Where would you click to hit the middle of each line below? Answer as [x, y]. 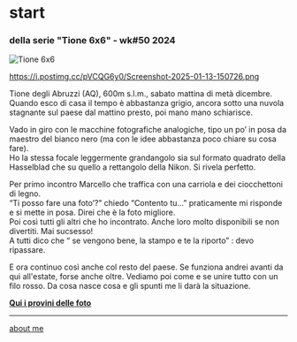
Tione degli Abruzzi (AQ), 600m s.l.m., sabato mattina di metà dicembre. [141, 94]
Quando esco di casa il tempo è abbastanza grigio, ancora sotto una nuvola [147, 103]
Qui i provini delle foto [50, 303]
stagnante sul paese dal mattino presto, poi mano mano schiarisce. [131, 112]
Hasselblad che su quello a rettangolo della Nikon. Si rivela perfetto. [133, 167]
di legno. [25, 194]
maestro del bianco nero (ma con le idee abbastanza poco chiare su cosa [143, 139]
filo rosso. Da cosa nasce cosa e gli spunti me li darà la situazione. [130, 286]
